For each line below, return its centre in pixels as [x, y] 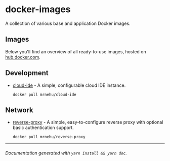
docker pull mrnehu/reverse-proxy [49, 137]
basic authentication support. [43, 127]
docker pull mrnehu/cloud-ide [45, 94]
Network [19, 110]
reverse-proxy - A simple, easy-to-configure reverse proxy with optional [88, 122]
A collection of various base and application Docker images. [68, 23]
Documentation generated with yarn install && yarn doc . [66, 153]
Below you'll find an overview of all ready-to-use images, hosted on [76, 51]
